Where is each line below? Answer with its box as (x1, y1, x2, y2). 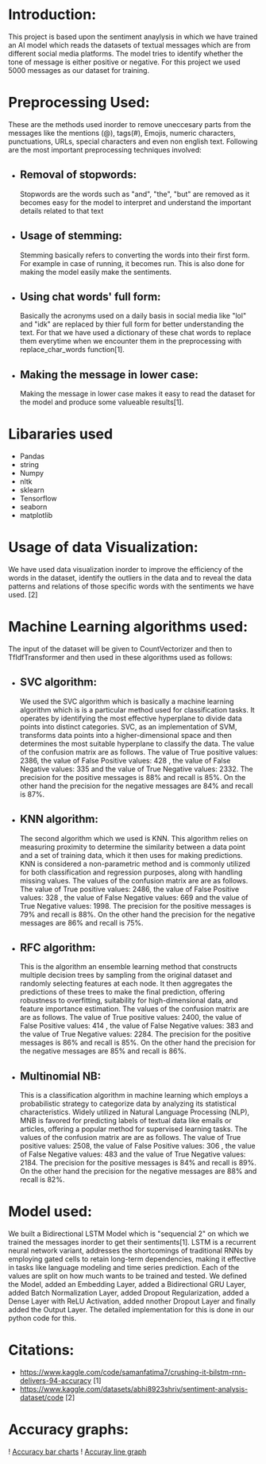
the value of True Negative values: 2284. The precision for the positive (19, 1029, 252, 1039)
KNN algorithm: (19, 813, 99, 826)
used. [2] (8, 590, 38, 599)
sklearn (19, 485, 45, 495)
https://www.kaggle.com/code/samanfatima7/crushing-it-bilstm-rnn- (19, 1368, 246, 1377)
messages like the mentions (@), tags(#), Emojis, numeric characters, (8, 128, 236, 137)
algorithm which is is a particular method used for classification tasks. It (19, 705, 256, 714)
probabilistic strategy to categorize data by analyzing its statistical (19, 1099, 237, 1109)
